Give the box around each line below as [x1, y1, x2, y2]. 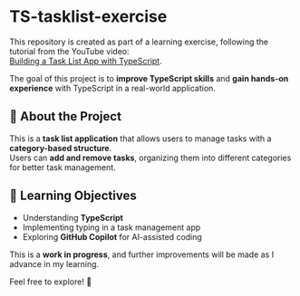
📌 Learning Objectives [9, 188, 138, 204]
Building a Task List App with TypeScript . [9, 55, 163, 66]
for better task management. [9, 161, 116, 173]
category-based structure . [9, 142, 112, 153]
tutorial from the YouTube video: [9, 45, 130, 56]
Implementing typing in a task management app [22, 222, 201, 233]
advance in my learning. [9, 258, 100, 269]
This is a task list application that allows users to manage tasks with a [9, 133, 272, 144]
